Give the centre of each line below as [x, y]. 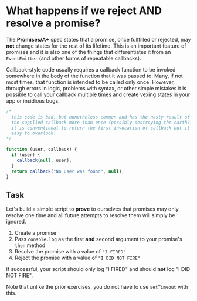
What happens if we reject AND [84, 11]
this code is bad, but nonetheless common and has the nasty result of [101, 117]
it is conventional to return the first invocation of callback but [97, 128]
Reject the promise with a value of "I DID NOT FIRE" [77, 258]
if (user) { [26, 155]
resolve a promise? [53, 23]
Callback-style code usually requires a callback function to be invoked [91, 69]
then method [30, 245]
